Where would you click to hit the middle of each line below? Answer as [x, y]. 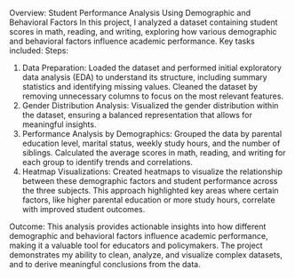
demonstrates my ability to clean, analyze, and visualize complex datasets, [146, 255]
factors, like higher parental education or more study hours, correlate [148, 200]
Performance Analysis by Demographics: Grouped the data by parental [152, 134]
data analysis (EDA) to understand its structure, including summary [145, 77]
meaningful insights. [59, 124]
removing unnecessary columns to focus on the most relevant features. [153, 96]
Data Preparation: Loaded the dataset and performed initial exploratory [152, 68]
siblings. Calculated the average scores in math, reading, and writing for [154, 153]
